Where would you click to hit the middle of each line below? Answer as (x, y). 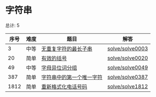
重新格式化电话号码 (64, 86)
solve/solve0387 (128, 77)
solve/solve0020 (128, 58)
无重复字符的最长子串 (67, 48)
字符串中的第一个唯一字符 (72, 77)
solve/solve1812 (128, 86)
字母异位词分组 (59, 68)
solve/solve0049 (128, 67)
